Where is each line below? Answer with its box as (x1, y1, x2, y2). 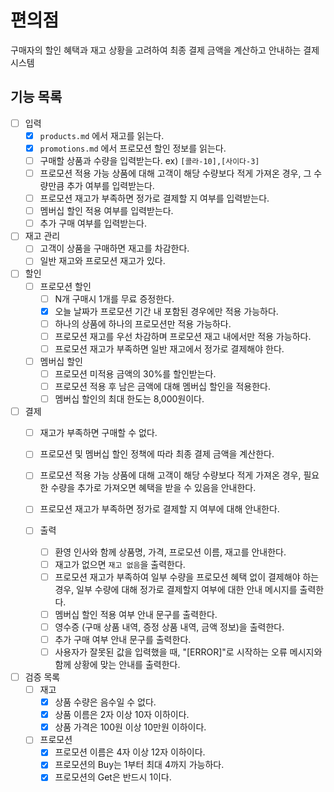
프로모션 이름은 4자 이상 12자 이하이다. (54, 746, 206, 758)
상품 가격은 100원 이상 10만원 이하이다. (54, 721, 207, 733)
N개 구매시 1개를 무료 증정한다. (54, 292, 175, 305)
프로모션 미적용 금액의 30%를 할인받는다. (54, 367, 217, 380)
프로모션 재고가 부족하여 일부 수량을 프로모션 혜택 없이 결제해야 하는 (54, 571, 320, 583)
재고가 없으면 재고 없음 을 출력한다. (54, 558, 186, 570)
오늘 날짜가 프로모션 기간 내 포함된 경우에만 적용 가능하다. (54, 305, 279, 317)
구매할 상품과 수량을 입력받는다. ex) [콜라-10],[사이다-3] (39, 154, 260, 166)
